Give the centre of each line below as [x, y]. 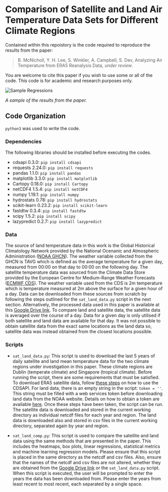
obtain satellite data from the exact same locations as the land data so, [79, 326]
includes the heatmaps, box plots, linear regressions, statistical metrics [86, 446]
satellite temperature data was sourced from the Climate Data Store [75, 272]
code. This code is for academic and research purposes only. [69, 80]
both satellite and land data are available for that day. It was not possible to [83, 321]
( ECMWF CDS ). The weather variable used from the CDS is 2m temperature [84, 283]
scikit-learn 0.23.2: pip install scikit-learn [60, 206]
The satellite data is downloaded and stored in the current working [81, 409]
